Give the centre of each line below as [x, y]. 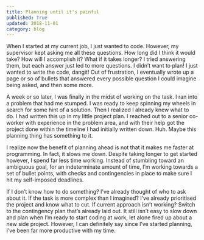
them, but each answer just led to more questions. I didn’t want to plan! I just [102, 66]
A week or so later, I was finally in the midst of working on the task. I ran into [102, 97]
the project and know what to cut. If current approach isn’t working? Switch [101, 205]
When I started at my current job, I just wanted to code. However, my [93, 46]
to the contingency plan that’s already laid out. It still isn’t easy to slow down [102, 211]
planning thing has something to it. [50, 136]
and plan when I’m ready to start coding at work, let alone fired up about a [99, 217]
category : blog [26, 29]
